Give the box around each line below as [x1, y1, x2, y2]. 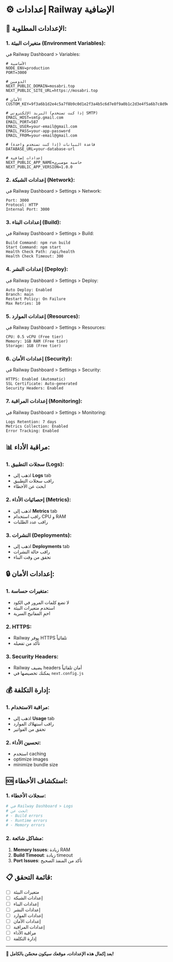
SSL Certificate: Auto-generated [6, 381, 78, 386]
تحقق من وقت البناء [13, 554, 51, 560]
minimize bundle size [13, 762, 59, 768]
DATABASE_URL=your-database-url [6, 146, 75, 152]
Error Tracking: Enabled [6, 428, 59, 433]
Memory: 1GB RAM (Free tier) [6, 339, 68, 344]
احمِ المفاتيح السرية [13, 610, 51, 616]
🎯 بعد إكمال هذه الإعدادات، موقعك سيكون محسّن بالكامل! [6, 950, 114, 956]
